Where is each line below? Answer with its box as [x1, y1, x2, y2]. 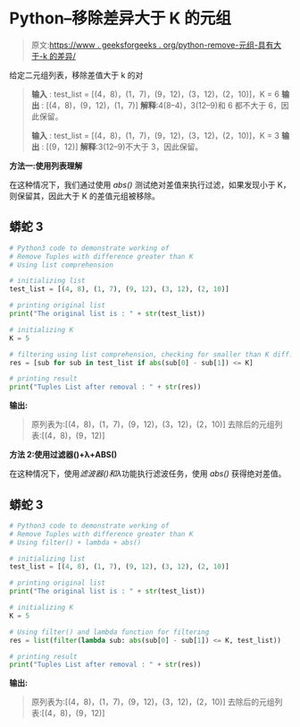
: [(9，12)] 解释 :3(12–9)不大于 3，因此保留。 [41, 141, 204, 152]
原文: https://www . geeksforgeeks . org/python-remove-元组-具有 [30, 39, 274, 50]
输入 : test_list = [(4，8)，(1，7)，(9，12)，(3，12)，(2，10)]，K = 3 [30, 130, 279, 141]
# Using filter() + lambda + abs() [9, 538, 142, 547]
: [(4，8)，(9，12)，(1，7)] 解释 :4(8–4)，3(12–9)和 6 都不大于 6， [41, 99, 281, 110]
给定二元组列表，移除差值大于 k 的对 [9, 69, 144, 81]
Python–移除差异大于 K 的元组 [9, 8, 232, 29]
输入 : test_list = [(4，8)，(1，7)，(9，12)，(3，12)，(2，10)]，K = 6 [30, 89, 279, 99]
